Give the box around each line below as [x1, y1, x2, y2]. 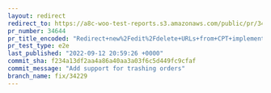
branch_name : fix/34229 [7, 72, 88, 80]
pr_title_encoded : [7, 34, 70, 43]
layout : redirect [7, 11, 66, 20]
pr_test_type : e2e [7, 42, 70, 50]
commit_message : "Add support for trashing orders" [7, 65, 185, 73]
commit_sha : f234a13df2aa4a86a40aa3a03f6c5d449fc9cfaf [7, 57, 197, 66]
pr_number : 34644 [7, 27, 66, 35]
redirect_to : [7, 19, 52, 27]
